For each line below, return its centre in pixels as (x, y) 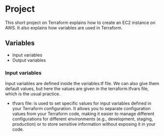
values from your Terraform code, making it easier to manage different (83, 114)
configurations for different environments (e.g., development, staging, (82, 119)
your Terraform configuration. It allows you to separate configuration (81, 109)
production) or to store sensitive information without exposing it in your (84, 124)
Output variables (29, 60)
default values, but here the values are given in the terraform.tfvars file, (77, 89)
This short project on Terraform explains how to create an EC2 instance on (80, 23)
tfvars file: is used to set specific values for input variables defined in (82, 103)
